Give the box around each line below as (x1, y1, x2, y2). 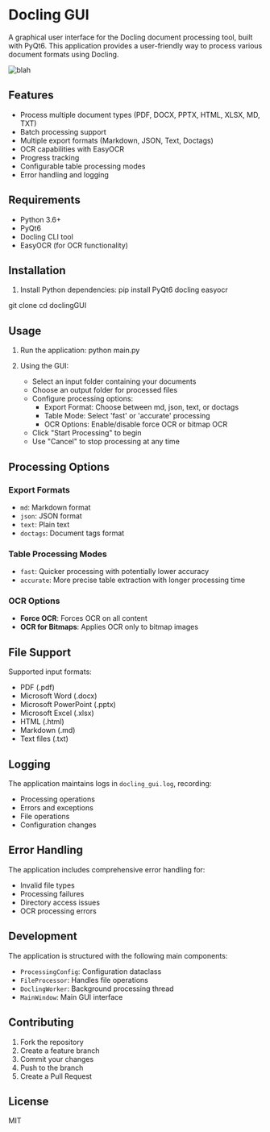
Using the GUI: (19, 361, 69, 371)
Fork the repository (19, 1037, 85, 1047)
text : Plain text (19, 519, 70, 529)
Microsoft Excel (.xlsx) (19, 708, 94, 718)
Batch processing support (19, 127, 106, 136)
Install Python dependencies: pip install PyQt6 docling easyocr (19, 285, 228, 295)
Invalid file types (19, 880, 75, 890)
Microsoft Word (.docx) (19, 691, 98, 701)
